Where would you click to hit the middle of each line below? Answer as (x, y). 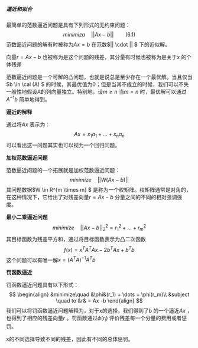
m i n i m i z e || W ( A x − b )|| (99, 180)
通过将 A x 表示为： (28, 124)
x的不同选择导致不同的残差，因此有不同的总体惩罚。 (70, 339)
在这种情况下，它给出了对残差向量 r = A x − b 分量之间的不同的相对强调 (92, 197)
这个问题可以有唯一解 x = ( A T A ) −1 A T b (51, 260)
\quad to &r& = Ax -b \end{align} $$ (99, 301)
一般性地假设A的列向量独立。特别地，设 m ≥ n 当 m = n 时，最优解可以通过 (96, 91)
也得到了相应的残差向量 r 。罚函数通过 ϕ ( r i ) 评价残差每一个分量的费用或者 (94, 319)
